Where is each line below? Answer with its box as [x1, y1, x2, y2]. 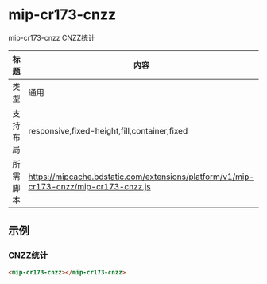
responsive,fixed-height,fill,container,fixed [28, 125, 188, 136]
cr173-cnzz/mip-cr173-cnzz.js [28, 181, 151, 192]
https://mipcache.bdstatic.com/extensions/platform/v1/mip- [28, 171, 255, 182]
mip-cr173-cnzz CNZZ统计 [8, 33, 95, 42]
